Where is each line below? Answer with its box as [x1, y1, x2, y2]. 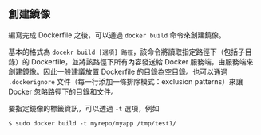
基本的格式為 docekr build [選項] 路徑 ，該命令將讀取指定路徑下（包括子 [8, 47, 246, 56]
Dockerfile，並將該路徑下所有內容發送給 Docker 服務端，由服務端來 [30, 56, 254, 66]
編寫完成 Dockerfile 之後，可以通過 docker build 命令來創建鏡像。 [8, 30, 226, 40]
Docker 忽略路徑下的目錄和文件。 [8, 87, 118, 96]
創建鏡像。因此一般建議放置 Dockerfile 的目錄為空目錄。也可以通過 [8, 67, 228, 76]
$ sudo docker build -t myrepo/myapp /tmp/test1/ [8, 119, 177, 127]
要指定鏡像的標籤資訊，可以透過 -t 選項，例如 [8, 103, 160, 113]
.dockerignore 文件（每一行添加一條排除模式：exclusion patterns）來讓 [8, 76, 243, 86]
